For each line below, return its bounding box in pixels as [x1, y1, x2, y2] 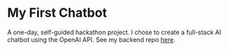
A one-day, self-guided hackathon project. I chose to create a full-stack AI [7, 28, 222, 36]
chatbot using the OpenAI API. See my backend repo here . [7, 35, 176, 43]
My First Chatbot [7, 5, 107, 21]
